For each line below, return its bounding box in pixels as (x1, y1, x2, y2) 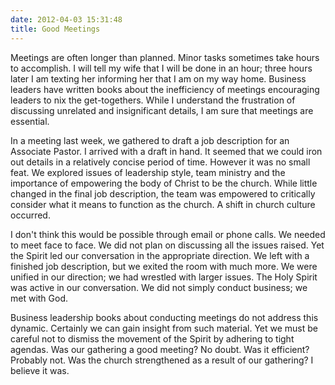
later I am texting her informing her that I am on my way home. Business (10, 72, 307, 85)
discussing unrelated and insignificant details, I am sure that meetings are (10, 104, 314, 116)
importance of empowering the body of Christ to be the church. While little (10, 177, 318, 189)
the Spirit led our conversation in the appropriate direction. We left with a (10, 249, 310, 261)
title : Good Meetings (10, 24, 101, 34)
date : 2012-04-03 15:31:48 (10, 14, 123, 25)
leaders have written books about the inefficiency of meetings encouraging (10, 83, 320, 95)
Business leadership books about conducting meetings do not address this (10, 311, 319, 323)
